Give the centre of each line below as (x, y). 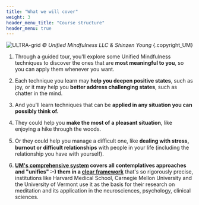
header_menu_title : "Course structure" (56, 23)
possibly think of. (37, 111)
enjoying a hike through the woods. (58, 129)
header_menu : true (29, 28)
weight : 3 (18, 17)
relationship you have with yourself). (59, 154)
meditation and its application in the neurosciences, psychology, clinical (103, 191)
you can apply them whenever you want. (64, 70)
